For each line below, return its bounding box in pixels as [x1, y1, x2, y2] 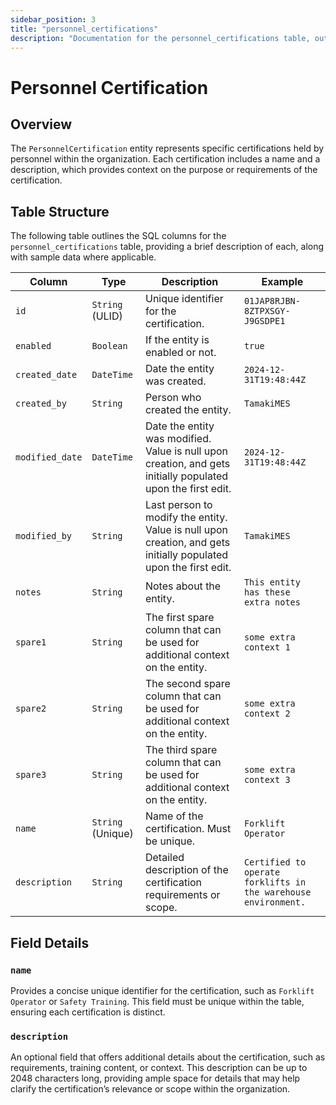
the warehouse [243, 887, 312, 898]
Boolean [91, 341, 128, 352]
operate [243, 867, 281, 878]
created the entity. [144, 403, 232, 417]
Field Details [10, 934, 90, 951]
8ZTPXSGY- [243, 306, 291, 317]
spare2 [15, 703, 47, 715]
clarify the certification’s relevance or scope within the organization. [10, 1083, 291, 1095]
